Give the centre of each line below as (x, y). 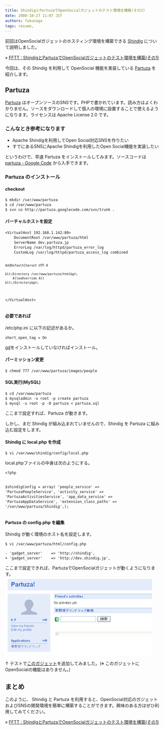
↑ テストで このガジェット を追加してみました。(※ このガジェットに (72, 664)
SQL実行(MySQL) (23, 382)
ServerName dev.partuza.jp (41, 242)
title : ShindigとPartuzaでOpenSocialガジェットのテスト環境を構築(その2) (75, 10)
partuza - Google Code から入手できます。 (48, 163)
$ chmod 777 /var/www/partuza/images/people (51, 371)
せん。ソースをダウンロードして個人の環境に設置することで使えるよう (88, 109)
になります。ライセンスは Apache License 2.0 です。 (58, 115)
